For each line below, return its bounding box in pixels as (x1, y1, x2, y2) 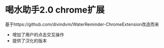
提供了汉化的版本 (12, 37, 47, 44)
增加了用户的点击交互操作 (12, 32, 64, 37)
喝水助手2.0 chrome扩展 (5, 4, 105, 16)
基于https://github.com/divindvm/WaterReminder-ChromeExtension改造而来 (5, 21, 160, 27)
